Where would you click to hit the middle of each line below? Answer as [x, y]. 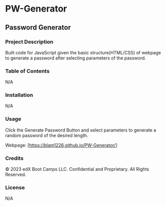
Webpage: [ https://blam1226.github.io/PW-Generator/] [61, 145]
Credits [14, 158]
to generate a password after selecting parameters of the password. [76, 58]
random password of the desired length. [47, 135]
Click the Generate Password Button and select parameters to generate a [81, 130]
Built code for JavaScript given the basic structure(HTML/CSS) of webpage [83, 52]
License [15, 187]
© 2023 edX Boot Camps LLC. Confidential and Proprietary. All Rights [77, 169]
